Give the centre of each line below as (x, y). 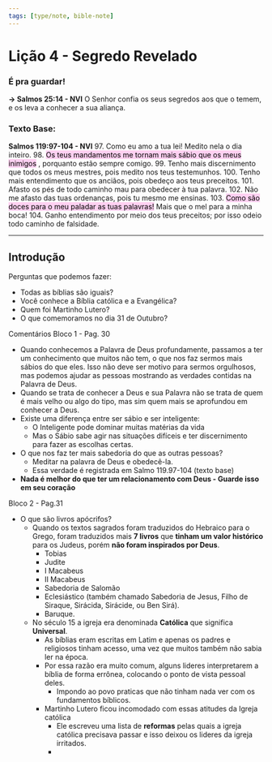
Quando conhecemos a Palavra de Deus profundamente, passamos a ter (141, 350)
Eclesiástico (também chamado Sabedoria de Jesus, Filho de (146, 596)
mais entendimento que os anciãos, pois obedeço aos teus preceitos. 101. (131, 181)
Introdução (37, 257)
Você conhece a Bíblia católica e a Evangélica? (98, 301)
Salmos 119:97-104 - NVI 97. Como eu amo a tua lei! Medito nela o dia (125, 146)
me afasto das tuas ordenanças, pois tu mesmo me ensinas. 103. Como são (134, 198)
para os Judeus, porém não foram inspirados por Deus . (126, 545)
